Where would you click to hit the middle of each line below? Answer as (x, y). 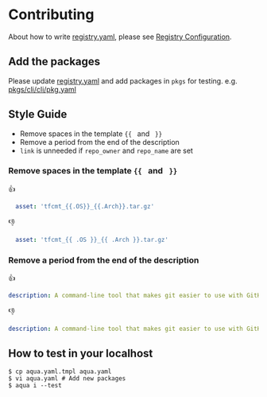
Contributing (51, 15)
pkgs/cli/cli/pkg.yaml (43, 89)
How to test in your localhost (81, 354)
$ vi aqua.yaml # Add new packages (67, 379)
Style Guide (38, 114)
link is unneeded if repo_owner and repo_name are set (106, 150)
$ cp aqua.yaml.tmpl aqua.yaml (60, 372)
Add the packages (54, 62)
